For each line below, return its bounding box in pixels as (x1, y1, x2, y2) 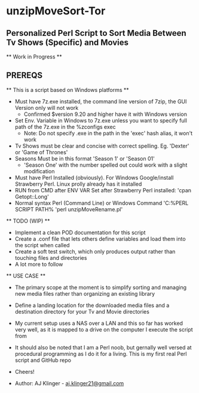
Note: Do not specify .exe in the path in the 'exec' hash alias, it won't (23, 130, 193, 137)
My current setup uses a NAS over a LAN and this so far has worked (14, 320, 183, 327)
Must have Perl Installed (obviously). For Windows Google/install (14, 174, 174, 181)
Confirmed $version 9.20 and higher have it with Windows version (23, 110, 187, 118)
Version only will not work (14, 104, 79, 111)
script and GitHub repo (14, 357, 72, 364)
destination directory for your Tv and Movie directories (14, 308, 149, 315)
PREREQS (6, 70, 43, 81)
